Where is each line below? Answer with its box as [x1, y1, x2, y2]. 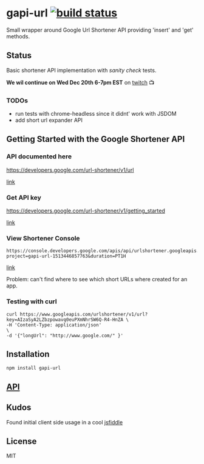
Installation [6, 349, 50, 359]
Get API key [6, 193, 41, 202]
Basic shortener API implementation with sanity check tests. [6, 66, 157, 74]
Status [6, 51, 32, 61]
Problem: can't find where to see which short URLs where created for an [6, 276, 188, 283]
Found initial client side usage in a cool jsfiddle [6, 418, 123, 426]
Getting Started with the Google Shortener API [6, 134, 185, 144]
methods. [6, 32, 30, 40]
